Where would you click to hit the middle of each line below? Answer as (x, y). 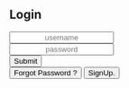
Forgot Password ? (46, 72)
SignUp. (101, 72)
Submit (26, 61)
